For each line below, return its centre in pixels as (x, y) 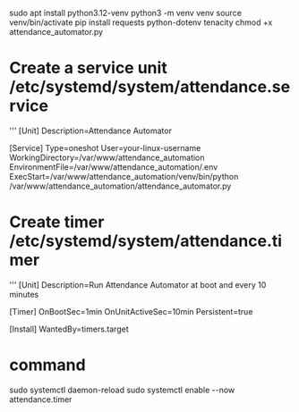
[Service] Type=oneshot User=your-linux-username (105, 147)
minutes (24, 294)
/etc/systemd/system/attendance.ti (146, 241)
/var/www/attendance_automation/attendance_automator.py (120, 186)
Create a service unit (88, 68)
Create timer (57, 222)
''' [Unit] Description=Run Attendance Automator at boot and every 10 (138, 284)
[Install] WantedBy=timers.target (69, 329)
